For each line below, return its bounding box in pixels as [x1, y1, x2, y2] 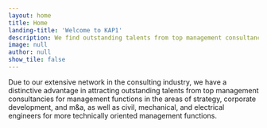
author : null [8, 48, 52, 56]
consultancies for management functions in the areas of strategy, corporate [8, 94, 257, 104]
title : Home [8, 19, 48, 27]
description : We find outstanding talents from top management [8, 33, 222, 42]
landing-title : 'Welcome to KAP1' [8, 26, 123, 34]
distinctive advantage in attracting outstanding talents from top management [8, 85, 259, 95]
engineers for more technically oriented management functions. [8, 111, 217, 120]
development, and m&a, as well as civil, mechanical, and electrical [8, 102, 225, 111]
